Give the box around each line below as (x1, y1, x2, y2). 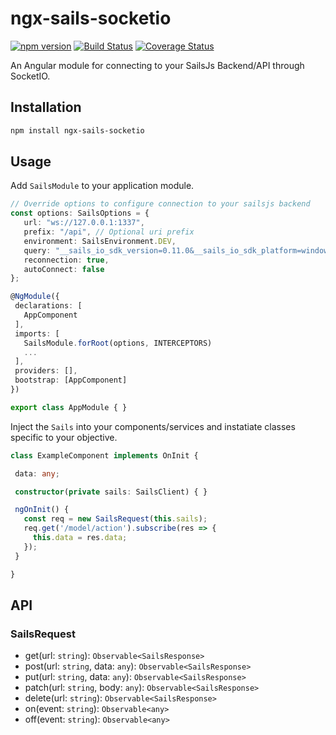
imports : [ (14, 328, 60, 339)
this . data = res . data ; (32, 533, 128, 543)
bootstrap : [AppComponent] (14, 375, 128, 386)
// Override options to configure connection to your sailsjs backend (10, 199, 311, 209)
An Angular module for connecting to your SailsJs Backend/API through (10, 59, 305, 71)
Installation (10, 99, 82, 116)
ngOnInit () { (14, 505, 70, 515)
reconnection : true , (23, 255, 110, 265)
